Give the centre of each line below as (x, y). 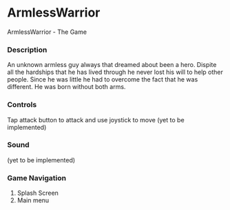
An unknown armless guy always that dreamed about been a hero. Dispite (112, 65)
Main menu (33, 200)
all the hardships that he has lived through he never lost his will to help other (115, 72)
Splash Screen (38, 193)
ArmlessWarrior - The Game (47, 32)
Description (27, 50)
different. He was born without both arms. (66, 87)
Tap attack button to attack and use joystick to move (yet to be (96, 120)
